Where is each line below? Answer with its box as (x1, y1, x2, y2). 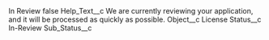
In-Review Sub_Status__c (8, 23, 92, 33)
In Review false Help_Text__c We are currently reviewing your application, (8, 6, 254, 15)
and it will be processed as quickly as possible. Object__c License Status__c (8, 14, 262, 24)
